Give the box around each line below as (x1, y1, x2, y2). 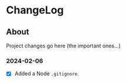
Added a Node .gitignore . (14, 70, 79, 77)
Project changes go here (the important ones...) (6, 42, 121, 49)
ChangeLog (6, 4, 64, 17)
